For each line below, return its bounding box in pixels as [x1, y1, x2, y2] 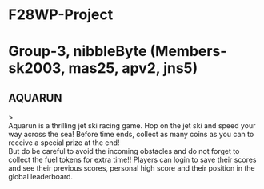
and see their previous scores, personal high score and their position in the [8, 163, 255, 173]
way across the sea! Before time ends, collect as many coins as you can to [8, 130, 254, 139]
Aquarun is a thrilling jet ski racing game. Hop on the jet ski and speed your [8, 121, 256, 131]
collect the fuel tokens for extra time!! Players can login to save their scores [8, 155, 257, 165]
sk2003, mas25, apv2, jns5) [8, 59, 198, 78]
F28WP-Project [8, 6, 114, 24]
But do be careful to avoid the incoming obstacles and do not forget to [8, 147, 240, 156]
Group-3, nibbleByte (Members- [8, 42, 227, 61]
